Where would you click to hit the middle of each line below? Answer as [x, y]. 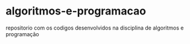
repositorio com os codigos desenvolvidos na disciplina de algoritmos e [95, 28]
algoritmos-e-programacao [76, 11]
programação [23, 34]
